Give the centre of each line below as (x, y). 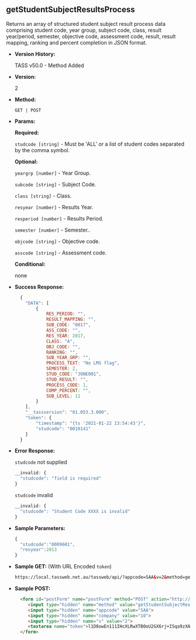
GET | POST (28, 110)
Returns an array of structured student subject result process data (86, 24)
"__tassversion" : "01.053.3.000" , (67, 413)
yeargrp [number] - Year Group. (53, 173)
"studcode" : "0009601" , (48, 544)
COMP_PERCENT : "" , (68, 390)
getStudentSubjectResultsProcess (71, 10)
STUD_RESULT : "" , (67, 379)
